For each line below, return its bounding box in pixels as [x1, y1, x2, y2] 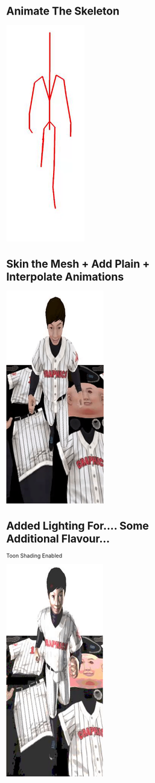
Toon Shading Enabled [6, 552, 63, 559]
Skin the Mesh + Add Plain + [6, 257, 150, 271]
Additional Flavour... [6, 532, 110, 546]
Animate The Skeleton [6, 4, 119, 18]
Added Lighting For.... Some [6, 519, 150, 533]
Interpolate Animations [6, 270, 124, 284]
